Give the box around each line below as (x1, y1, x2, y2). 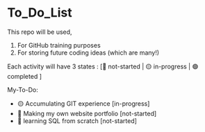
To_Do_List (7, 5, 72, 21)
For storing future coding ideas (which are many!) (17, 48, 160, 57)
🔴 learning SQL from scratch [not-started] (17, 116, 138, 125)
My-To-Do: (7, 85, 38, 94)
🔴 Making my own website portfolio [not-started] (17, 109, 157, 117)
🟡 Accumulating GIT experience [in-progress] (17, 99, 150, 108)
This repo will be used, (7, 28, 72, 36)
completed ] (7, 72, 42, 80)
